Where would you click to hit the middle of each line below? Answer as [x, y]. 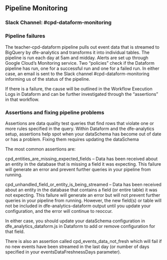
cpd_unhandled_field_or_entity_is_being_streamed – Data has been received [83, 184]
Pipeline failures [25, 36]
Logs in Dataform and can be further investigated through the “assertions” [82, 94]
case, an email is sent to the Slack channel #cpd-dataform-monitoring [77, 74]
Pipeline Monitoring [36, 8]
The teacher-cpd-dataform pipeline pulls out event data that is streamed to [82, 47]
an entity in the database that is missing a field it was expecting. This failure [83, 164]
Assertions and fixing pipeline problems [55, 112]
